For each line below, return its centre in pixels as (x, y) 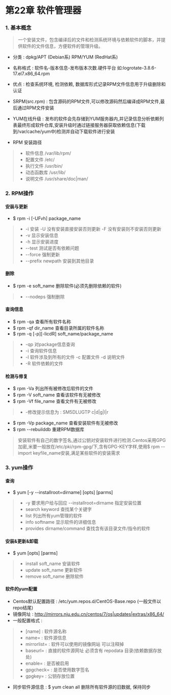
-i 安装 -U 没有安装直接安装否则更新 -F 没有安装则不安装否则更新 (93, 229)
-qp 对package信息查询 (50, 344)
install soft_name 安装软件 (53, 564)
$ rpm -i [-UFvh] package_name (47, 218)
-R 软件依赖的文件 (44, 364)
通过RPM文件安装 (36, 108)
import (25, 453)
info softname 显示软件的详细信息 (60, 522)
